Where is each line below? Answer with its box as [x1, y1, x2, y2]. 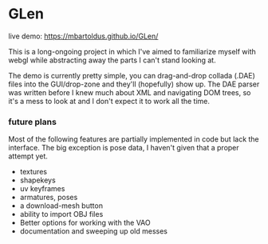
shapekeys [19, 175, 56, 185]
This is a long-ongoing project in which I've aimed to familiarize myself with [8, 46, 257, 56]
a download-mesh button [19, 201, 104, 210]
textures [19, 167, 48, 177]
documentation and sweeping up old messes [19, 226, 167, 236]
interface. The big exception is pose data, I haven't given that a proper [8, 143, 239, 153]
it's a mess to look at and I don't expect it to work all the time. [8, 96, 210, 106]
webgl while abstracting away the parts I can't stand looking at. [8, 55, 217, 65]
